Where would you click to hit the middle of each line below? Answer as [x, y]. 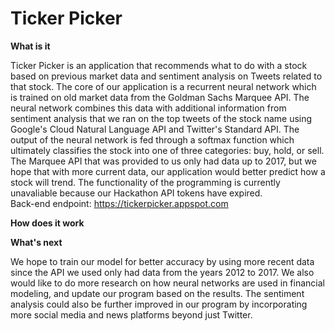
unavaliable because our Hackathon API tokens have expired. [136, 193]
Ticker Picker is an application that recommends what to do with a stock [159, 65]
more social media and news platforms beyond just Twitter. [131, 314]
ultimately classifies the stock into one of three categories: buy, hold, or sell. [167, 150]
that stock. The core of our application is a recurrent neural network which [163, 86]
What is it [30, 46]
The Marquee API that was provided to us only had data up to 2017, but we [163, 161]
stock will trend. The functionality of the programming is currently [145, 182]
